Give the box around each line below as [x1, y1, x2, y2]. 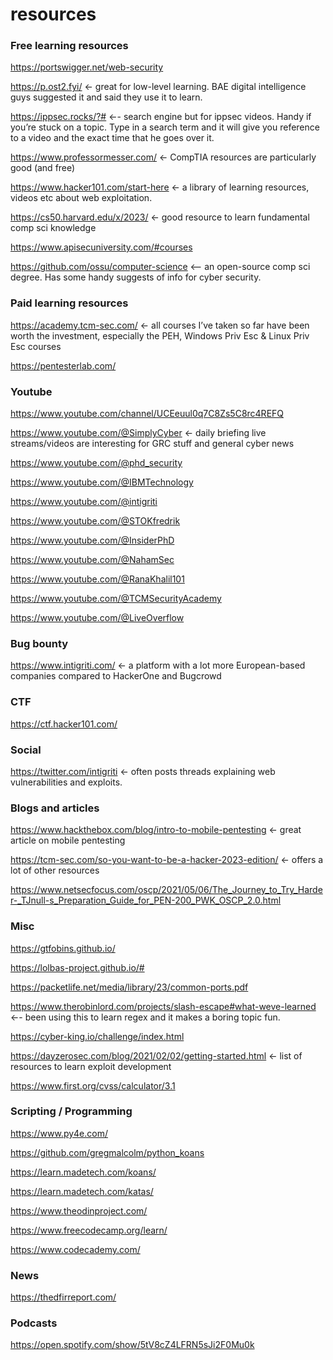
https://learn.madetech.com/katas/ [10, 1185, 154, 1197]
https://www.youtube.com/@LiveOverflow [10, 612, 185, 624]
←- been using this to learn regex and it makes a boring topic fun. [10, 1011, 281, 1023]
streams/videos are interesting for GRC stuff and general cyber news [10, 438, 295, 450]
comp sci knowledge [10, 222, 97, 234]
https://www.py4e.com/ [10, 1127, 109, 1139]
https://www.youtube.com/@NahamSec [10, 554, 175, 566]
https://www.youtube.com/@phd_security [10, 457, 183, 469]
